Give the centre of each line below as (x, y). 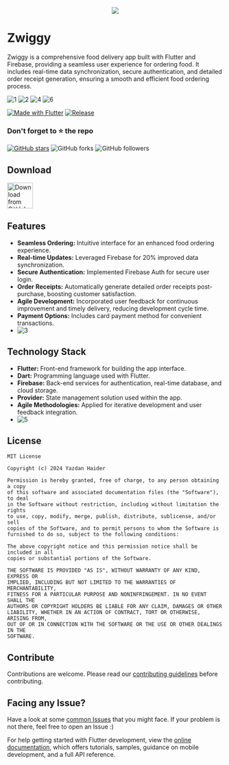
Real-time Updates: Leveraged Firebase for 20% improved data (108, 257)
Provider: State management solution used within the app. (100, 398)
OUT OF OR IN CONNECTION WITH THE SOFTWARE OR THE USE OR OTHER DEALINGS (115, 624)
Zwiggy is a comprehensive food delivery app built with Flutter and (101, 57)
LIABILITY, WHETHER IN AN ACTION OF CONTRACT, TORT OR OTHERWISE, (104, 613)
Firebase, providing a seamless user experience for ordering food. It (103, 64)
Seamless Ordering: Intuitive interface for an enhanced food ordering (116, 243)
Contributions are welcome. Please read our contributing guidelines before (112, 674)
